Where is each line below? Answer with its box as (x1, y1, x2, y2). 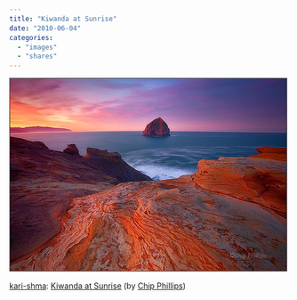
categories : (9, 33, 53, 42)
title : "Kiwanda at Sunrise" (9, 14, 117, 23)
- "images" (17, 43, 58, 52)
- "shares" (17, 52, 58, 61)
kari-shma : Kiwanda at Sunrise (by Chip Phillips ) (9, 280, 187, 291)
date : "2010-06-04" (9, 23, 82, 33)
